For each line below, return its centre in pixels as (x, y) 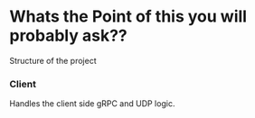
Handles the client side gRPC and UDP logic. (92, 104)
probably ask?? (69, 36)
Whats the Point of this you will (128, 17)
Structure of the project (53, 60)
